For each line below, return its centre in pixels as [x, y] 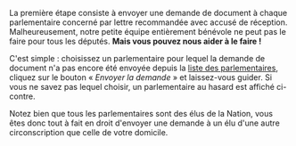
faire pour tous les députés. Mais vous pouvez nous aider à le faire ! [136, 41]
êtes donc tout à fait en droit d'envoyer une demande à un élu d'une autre [145, 123]
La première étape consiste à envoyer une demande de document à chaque [148, 13]
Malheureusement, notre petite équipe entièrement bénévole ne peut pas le [148, 32]
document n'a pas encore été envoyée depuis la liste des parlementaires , [144, 68]
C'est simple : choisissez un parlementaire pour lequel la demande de [137, 58]
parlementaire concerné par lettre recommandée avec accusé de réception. [148, 22]
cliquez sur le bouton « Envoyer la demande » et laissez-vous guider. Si [141, 77]
